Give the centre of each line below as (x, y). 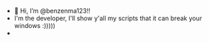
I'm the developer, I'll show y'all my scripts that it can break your (108, 18)
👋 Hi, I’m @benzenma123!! (52, 11)
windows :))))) (34, 26)
